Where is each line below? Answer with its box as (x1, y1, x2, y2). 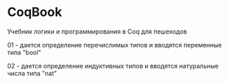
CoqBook (7, 4, 62, 20)
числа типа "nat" (7, 69, 57, 77)
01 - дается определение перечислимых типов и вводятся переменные (7, 40, 222, 49)
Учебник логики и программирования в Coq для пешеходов (7, 27, 188, 36)
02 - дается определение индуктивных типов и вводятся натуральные (7, 61, 219, 70)
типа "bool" (7, 48, 41, 56)
